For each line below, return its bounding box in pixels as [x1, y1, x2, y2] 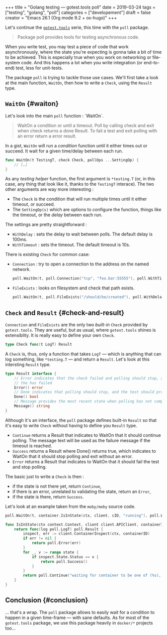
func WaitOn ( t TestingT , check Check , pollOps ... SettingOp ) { [5, 157, 139, 162]
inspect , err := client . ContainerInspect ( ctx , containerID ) [23, 531, 150, 536]
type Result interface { [5, 371, 57, 376]
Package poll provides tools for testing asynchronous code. [17, 34, 140, 40]
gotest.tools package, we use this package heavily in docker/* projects [5, 620, 153, 626]
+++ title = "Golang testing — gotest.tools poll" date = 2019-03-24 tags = [5, 4, 156, 10]
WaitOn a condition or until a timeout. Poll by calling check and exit [17, 122, 154, 128]
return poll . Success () [40, 559, 88, 564]
